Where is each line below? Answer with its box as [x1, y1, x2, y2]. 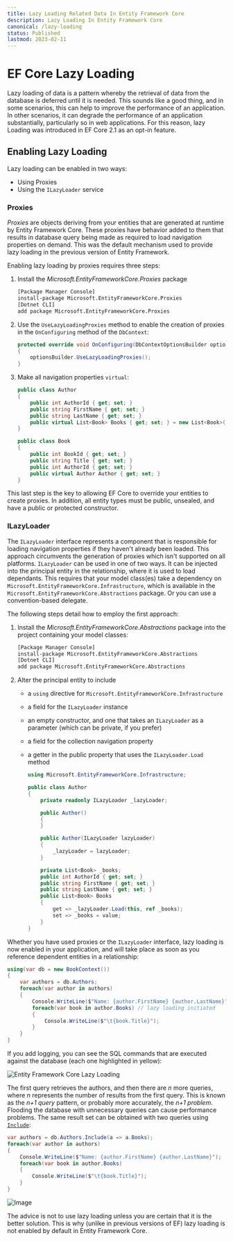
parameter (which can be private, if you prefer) [27, 724, 162, 732]
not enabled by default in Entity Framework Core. [7, 1226, 148, 1234]
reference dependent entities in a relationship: [7, 952, 139, 961]
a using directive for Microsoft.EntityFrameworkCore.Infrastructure [27, 689, 223, 698]
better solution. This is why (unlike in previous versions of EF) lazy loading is [7, 1219, 225, 1227]
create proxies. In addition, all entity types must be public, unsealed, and [7, 496, 215, 505]
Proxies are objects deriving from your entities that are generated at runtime [7, 218, 224, 227]
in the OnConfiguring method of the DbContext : [17, 327, 149, 336]
